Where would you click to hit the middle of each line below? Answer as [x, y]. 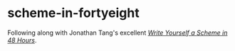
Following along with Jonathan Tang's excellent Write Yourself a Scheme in [117, 33]
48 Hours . [22, 40]
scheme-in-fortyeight [74, 13]
